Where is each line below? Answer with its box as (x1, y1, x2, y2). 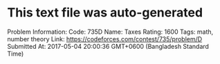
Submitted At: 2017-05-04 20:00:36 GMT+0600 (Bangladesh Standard (7, 42, 210, 50)
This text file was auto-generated (7, 5, 203, 21)
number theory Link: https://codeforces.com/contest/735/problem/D (7, 34, 203, 43)
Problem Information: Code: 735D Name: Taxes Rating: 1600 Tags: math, (7, 28, 214, 36)
